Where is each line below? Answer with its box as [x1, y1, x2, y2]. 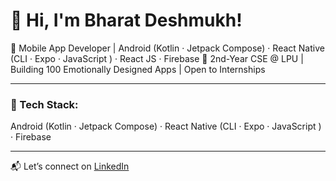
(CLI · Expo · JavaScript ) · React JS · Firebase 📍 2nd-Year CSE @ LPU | [10, 52, 304, 64]
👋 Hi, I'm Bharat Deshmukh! [10, 9, 243, 32]
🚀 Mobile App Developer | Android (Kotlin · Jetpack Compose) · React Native [10, 42, 325, 54]
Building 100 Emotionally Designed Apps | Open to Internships [10, 63, 266, 75]
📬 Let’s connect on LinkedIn [10, 160, 130, 173]
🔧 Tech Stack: [10, 97, 79, 111]
